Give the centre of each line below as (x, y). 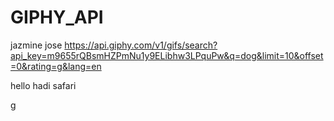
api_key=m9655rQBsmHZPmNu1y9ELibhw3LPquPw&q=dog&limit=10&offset (167, 55)
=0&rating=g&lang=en (56, 66)
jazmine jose (36, 45)
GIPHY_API (57, 17)
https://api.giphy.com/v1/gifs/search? (141, 45)
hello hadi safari (43, 85)
